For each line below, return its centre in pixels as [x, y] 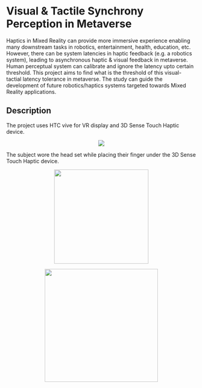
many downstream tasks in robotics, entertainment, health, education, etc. [99, 47]
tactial [14, 79]
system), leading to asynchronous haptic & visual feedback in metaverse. [97, 60]
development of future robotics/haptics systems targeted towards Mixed [96, 85]
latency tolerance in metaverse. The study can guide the [93, 79]
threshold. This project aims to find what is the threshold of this [85, 72]
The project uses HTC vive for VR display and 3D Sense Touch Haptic [93, 125]
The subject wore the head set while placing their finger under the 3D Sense [101, 154]
